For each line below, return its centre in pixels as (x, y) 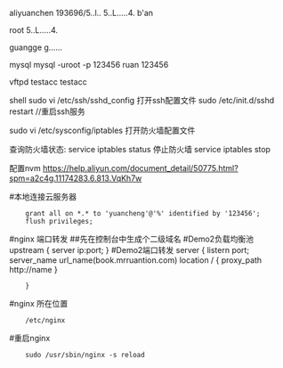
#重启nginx (30, 338)
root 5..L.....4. (34, 30)
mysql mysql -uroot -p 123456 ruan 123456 (89, 65)
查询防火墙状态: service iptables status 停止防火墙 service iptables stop (140, 149)
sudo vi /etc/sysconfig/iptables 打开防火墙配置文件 (102, 130)
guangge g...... (36, 47)
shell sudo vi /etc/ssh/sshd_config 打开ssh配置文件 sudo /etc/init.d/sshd (142, 100)
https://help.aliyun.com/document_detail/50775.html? (141, 168)
